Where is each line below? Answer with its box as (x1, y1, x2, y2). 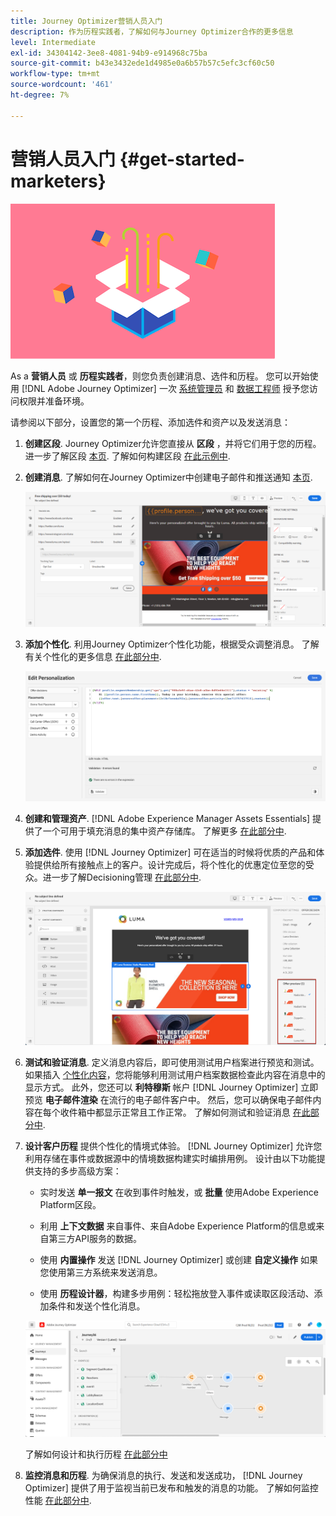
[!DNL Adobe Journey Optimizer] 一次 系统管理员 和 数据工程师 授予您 (21, 382, 310, 394)
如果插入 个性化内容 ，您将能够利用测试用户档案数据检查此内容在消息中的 (24, 1069, 326, 1081)
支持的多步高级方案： (33, 1165, 122, 1177)
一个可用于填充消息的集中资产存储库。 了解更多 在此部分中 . (42, 825, 287, 837)
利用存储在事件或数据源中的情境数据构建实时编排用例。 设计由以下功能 (24, 1153, 317, 1165)
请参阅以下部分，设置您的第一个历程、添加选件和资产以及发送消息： (10, 416, 291, 428)
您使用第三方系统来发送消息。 (39, 1266, 163, 1279)
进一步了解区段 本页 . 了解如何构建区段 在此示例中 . (24, 450, 231, 462)
